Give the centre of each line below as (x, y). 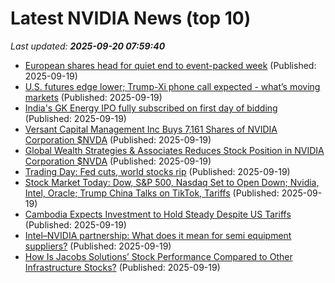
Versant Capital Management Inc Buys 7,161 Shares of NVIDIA (151, 129)
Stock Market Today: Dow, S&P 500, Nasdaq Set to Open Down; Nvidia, (172, 182)
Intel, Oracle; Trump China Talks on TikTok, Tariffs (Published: (152, 193)
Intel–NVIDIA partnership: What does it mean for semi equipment (158, 235)
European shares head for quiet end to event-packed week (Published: (170, 65)
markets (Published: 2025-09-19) (93, 97)
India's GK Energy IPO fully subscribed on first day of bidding (151, 108)
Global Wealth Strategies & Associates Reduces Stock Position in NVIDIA (174, 150)
